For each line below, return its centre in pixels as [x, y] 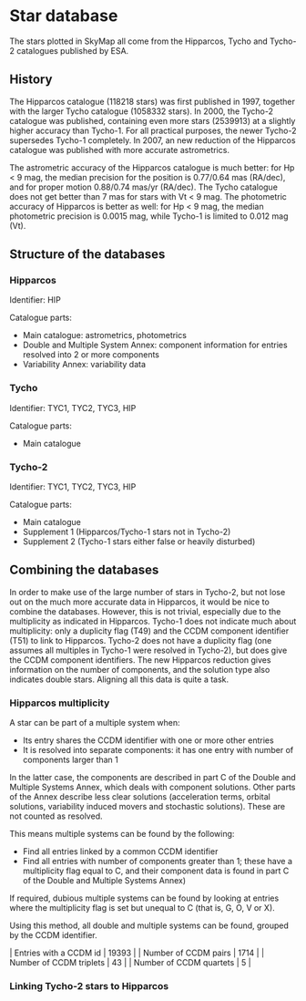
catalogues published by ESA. [73, 50]
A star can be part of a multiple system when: [95, 723]
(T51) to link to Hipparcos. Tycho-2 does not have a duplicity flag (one [141, 640]
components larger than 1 [70, 760]
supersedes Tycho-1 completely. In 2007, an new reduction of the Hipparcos [153, 140]
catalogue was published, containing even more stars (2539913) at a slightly [153, 120]
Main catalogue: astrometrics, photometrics [104, 335]
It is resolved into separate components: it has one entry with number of [158, 750]
